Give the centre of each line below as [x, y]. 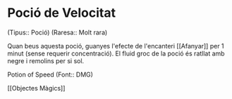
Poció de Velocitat [62, 13]
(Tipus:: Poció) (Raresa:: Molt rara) [57, 32]
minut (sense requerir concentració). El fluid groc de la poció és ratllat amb [116, 53]
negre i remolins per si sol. [46, 60]
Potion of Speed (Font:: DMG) [50, 74]
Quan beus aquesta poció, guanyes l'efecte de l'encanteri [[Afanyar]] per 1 [116, 46]
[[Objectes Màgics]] [36, 88]
